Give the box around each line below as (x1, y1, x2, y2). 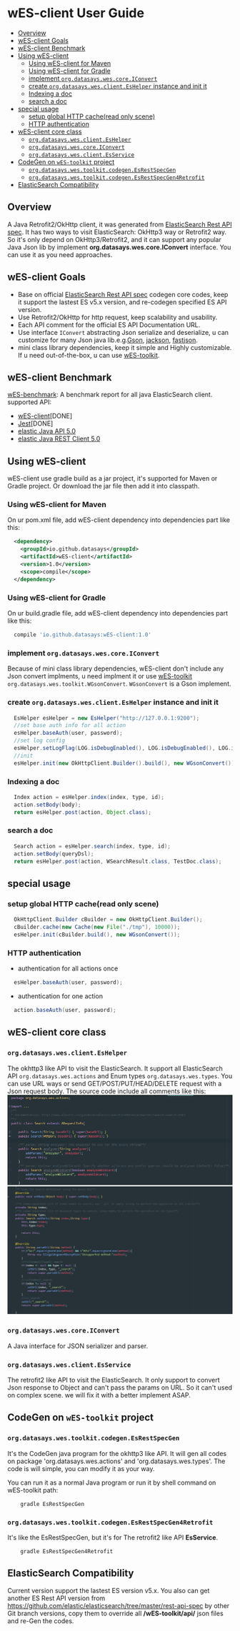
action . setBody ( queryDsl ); (14, 850, 94, 858)
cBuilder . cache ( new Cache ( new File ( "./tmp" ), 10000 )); (14, 923, 181, 931)
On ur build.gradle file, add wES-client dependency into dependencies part (7, 609, 229, 618)
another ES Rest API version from (7, 1594, 106, 1602)
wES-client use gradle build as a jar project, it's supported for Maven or (7, 474, 218, 483)
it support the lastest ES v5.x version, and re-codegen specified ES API (17, 298, 227, 306)
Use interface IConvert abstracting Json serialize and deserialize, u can (17, 328, 229, 336)
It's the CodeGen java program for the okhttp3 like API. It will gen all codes (7, 1449, 227, 1457)
